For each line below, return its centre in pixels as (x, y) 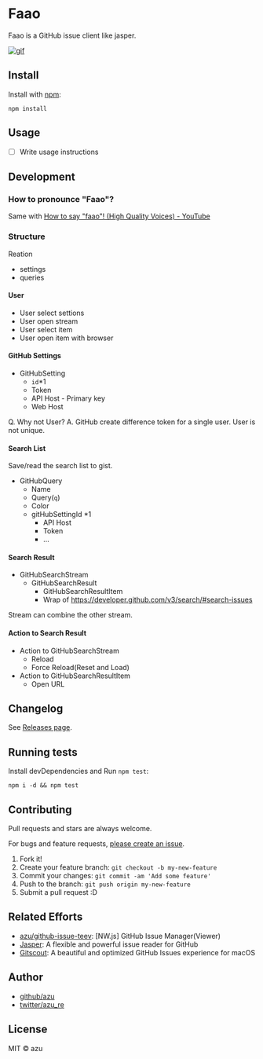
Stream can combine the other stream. (71, 615)
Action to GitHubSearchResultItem (75, 676)
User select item (46, 329)
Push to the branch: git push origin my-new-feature (105, 884)
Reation (20, 254)
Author (26, 978)
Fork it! (31, 859)
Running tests (43, 752)
